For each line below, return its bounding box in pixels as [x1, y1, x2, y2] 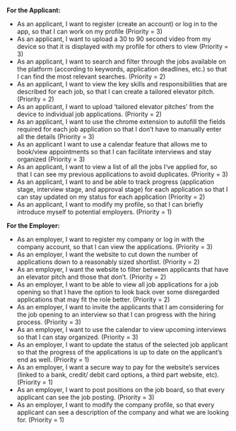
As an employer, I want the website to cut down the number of [16, 251, 199, 258]
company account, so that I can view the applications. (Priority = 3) [16, 243, 213, 251]
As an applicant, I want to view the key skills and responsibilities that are [16, 80, 228, 88]
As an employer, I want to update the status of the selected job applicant [16, 340, 228, 349]
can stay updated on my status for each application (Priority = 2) [16, 192, 206, 201]
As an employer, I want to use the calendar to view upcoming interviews [16, 326, 227, 333]
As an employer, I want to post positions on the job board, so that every [16, 386, 225, 393]
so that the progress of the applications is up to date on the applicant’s [16, 348, 223, 356]
